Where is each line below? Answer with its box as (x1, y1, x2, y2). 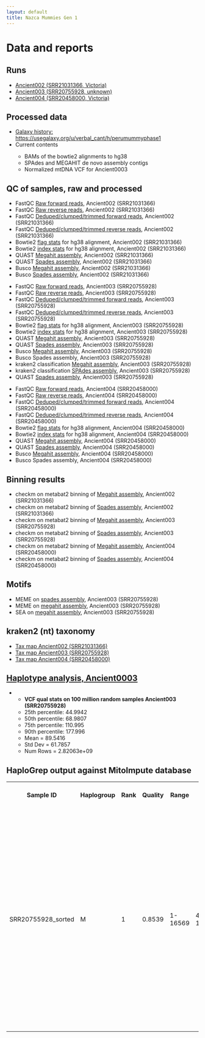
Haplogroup (80, 791, 116, 800)
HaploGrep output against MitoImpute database (6, 765, 192, 775)
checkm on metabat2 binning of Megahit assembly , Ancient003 (15, 516, 175, 523)
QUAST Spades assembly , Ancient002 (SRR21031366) (15, 258, 153, 265)
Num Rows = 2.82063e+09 (24, 748, 93, 755)
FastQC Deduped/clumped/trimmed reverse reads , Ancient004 (15, 411, 174, 418)
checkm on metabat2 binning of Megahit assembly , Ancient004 (15, 542, 176, 549)
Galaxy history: (15, 128, 54, 135)
